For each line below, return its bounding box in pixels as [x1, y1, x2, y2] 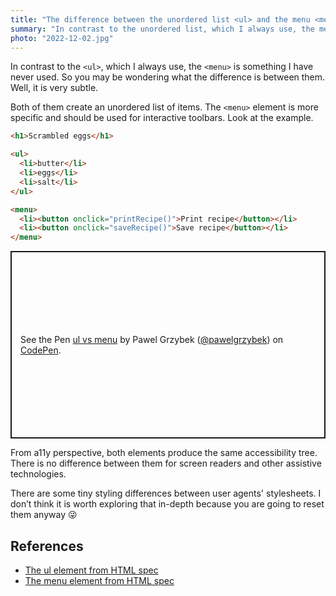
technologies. [10, 468, 67, 480]
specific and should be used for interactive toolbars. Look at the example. [10, 112, 314, 124]
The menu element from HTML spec [24, 574, 175, 586]
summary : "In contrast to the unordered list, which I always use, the [10, 24, 315, 34]
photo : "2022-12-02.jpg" [10, 33, 114, 43]
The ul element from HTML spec [24, 564, 159, 576]
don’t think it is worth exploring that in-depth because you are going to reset [10, 498, 325, 510]
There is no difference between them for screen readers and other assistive [10, 457, 322, 470]
